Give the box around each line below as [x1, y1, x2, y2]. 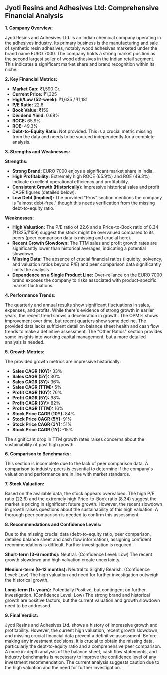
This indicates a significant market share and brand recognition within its [5, 61, 155, 67]
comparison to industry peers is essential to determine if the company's [5, 466, 153, 472]
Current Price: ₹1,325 [12, 91, 57, 97]
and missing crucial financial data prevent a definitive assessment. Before [5, 632, 157, 638]
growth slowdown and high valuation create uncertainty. [5, 556, 121, 563]
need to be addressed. [5, 602, 52, 608]
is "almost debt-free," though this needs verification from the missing [12, 200, 155, 206]
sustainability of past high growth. [5, 441, 75, 447]
